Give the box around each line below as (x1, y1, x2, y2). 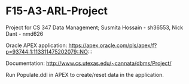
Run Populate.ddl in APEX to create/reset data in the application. (5, 71, 164, 78)
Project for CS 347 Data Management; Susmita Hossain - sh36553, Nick (5, 24, 184, 31)
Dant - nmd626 (5, 30, 44, 37)
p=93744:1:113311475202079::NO (5, 48, 88, 55)
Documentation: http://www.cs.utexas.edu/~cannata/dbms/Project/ (5, 60, 172, 67)
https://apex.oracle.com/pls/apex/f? (68, 42, 157, 49)
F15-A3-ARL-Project (5, 4, 108, 18)
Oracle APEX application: (5, 42, 68, 49)
